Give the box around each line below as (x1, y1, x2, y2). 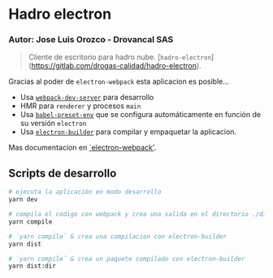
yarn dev (8, 196, 38, 204)
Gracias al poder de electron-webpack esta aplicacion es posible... (8, 76, 230, 86)
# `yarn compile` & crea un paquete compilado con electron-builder (8, 254, 245, 263)
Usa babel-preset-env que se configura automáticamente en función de (19, 110, 262, 119)
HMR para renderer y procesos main (19, 101, 141, 111)
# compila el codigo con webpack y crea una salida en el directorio (8, 211, 249, 219)
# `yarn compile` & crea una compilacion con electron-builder (8, 232, 227, 241)
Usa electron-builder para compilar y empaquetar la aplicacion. (19, 127, 237, 137)
